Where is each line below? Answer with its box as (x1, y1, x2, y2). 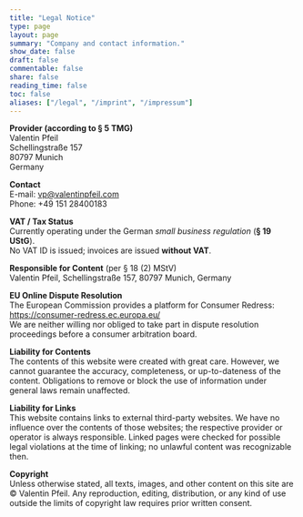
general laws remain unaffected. (9, 385, 130, 396)
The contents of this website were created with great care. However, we (9, 356, 280, 367)
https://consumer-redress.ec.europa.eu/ (9, 309, 161, 320)
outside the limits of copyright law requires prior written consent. (9, 498, 253, 509)
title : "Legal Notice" (9, 13, 96, 23)
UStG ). (9, 236, 35, 247)
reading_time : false (9, 81, 88, 90)
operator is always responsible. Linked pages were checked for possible (9, 431, 281, 442)
